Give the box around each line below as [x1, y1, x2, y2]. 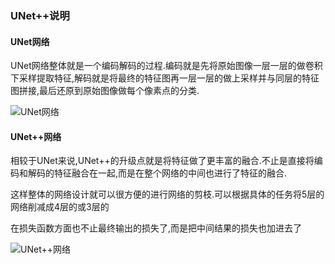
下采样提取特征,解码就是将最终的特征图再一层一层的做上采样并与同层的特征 [10, 72, 320, 84]
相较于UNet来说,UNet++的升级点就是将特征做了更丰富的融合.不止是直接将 [10, 155, 315, 167]
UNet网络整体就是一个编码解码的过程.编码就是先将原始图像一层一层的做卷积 [10, 60, 323, 72]
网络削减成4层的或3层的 [10, 201, 110, 213]
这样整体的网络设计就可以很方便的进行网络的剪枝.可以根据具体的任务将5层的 [10, 188, 325, 201]
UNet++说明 [10, 8, 70, 22]
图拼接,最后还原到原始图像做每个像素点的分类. [10, 85, 200, 97]
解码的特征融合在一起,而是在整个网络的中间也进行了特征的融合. [27, 167, 288, 179]
